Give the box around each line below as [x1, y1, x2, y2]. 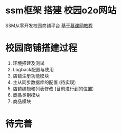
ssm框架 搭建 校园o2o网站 [5, 5, 117, 16]
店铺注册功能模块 [12, 72, 49, 79]
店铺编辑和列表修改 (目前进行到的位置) [12, 85, 94, 92]
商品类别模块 [12, 92, 40, 98]
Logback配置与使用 [12, 66, 54, 72]
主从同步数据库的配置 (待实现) [12, 79, 76, 85]
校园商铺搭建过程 [5, 42, 78, 54]
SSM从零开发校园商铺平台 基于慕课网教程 [5, 22, 93, 29]
